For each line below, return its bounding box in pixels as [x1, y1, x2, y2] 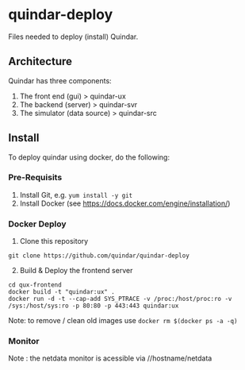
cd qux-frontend [8, 281, 62, 289]
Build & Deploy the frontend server [19, 266, 133, 276]
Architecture [8, 55, 73, 68]
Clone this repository [19, 237, 89, 246]
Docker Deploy [8, 218, 67, 229]
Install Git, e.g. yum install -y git [19, 190, 133, 199]
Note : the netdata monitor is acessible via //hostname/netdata [8, 353, 212, 363]
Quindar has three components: [8, 75, 113, 85]
